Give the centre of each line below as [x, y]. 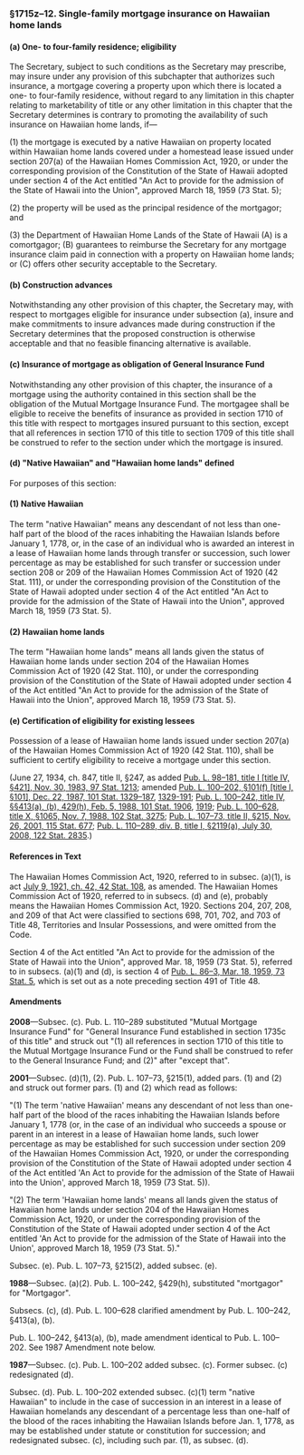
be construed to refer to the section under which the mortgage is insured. [146, 442]
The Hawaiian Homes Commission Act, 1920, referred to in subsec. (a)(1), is [150, 876]
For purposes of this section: [63, 483]
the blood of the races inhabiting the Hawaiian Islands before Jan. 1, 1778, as [152, 1421]
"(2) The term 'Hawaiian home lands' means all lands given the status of [144, 1199]
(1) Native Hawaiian [47, 504]
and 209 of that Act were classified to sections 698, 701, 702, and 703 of [145, 915]
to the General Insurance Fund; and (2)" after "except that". [120, 1060]
